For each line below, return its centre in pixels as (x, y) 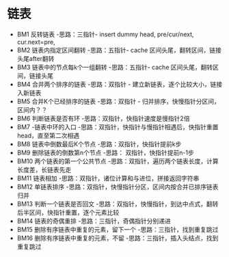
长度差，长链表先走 (44, 170)
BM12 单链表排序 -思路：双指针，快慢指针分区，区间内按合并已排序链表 (118, 187)
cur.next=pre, (36, 42)
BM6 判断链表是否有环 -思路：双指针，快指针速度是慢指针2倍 (103, 118)
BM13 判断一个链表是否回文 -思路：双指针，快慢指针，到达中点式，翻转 (118, 204)
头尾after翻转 (36, 58)
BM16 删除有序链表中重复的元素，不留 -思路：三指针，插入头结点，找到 (118, 238)
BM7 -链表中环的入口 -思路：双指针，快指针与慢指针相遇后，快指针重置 (118, 126)
